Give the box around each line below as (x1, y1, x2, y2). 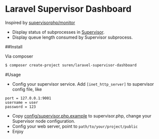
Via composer (5, 53, 33, 59)
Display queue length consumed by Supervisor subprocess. (12, 34, 133, 40)
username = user (5, 100, 38, 105)
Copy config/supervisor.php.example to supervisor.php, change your (12, 113, 152, 118)
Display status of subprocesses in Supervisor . (12, 29, 105, 35)
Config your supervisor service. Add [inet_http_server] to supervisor (12, 81, 154, 87)
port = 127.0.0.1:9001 (5, 95, 51, 101)
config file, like (12, 86, 42, 92)
